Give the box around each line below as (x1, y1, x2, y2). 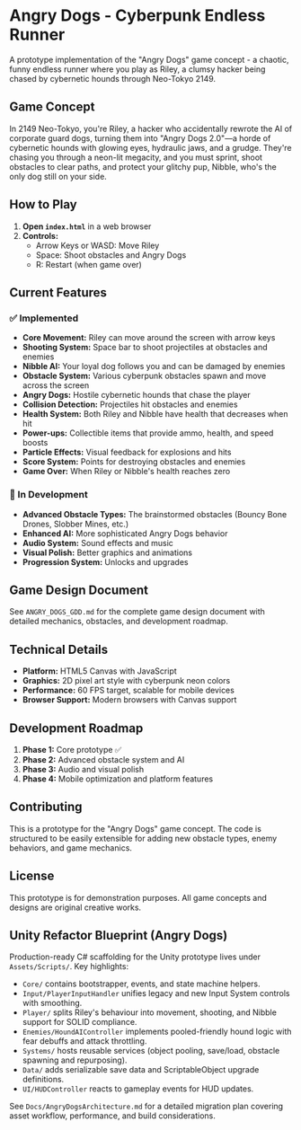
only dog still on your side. (9, 171, 108, 181)
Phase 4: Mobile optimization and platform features (22, 773, 214, 784)
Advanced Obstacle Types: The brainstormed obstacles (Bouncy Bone (22, 508, 288, 519)
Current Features (9, 285, 108, 300)
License (9, 869, 55, 884)
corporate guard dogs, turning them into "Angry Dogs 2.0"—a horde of (9, 132, 271, 144)
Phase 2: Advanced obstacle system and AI (22, 754, 185, 764)
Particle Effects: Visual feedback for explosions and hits (22, 446, 232, 458)
